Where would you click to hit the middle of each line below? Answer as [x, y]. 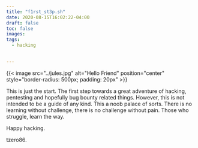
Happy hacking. [26, 128]
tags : [13, 40]
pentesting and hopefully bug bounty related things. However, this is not [95, 97]
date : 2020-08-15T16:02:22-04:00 [48, 17]
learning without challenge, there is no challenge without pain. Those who [97, 110]
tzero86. [16, 140]
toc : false [20, 28]
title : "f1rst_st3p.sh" [36, 12]
